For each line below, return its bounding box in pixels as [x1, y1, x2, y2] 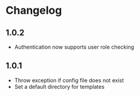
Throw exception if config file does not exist [14, 76, 124, 84]
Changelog [5, 4, 62, 17]
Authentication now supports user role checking [14, 43, 135, 50]
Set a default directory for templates [14, 83, 105, 90]
